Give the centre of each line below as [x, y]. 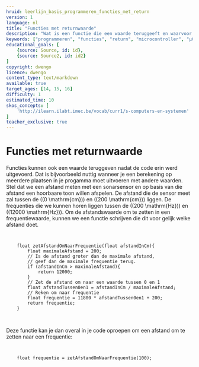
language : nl [22, 23]
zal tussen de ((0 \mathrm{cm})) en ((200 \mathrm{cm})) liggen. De [89, 200]
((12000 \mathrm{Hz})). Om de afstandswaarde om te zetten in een [88, 212]
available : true [26, 84]
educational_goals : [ [33, 45]
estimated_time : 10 [30, 100]
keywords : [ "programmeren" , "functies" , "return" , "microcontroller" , [95, 39]
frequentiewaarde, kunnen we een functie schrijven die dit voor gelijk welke [98, 219]
